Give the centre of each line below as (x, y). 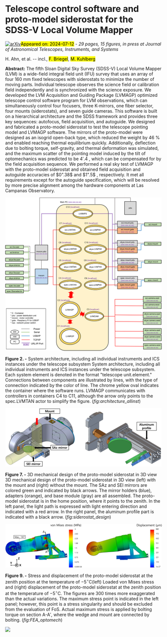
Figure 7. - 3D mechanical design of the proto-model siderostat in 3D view (81, 474)
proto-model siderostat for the (69, 20)
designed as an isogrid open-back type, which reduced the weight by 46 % (83, 137)
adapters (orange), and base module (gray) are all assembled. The (73, 496)
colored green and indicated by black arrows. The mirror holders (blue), (79, 490)
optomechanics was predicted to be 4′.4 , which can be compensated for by (83, 159)
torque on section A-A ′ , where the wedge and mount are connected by (77, 615)
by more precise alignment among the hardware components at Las (75, 185)
